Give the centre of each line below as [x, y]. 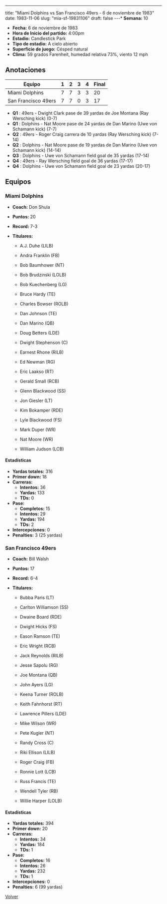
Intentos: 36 [33, 487]
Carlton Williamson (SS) [44, 607]
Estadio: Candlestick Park [39, 38]
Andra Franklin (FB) [40, 255]
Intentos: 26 [33, 866]
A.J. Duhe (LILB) [37, 246]
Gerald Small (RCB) [40, 381]
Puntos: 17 [23, 568]
